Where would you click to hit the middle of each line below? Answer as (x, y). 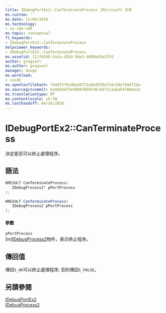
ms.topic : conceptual (28, 33)
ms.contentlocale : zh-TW (31, 99)
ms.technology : (21, 24)
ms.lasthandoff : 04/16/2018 (35, 104)
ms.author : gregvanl (27, 66)
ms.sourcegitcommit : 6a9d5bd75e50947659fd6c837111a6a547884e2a (73, 89)
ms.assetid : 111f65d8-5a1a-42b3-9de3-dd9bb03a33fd (59, 57)
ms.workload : (19, 75)
